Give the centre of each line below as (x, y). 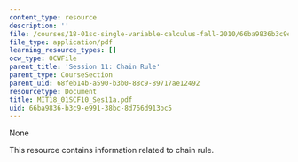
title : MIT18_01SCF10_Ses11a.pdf (71, 100)
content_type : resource (53, 17)
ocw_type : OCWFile (43, 58)
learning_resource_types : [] (63, 50)
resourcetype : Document (53, 91)
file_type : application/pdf (61, 42)
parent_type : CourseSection (61, 75)
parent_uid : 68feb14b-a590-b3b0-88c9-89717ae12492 (105, 83)
